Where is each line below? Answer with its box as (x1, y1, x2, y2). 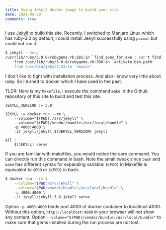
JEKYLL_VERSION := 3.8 (5, 103, 52, 108)
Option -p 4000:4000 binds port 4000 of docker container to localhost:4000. (5, 204, 162, 210)
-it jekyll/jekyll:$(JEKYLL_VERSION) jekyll (14, 129, 108, 134)
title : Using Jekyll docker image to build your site (5, 7, 119, 12)
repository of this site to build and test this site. (5, 93, 101, 99)
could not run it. (5, 41, 38, 47)
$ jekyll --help (5, 50, 39, 55)
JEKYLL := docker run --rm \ (5, 111, 66, 117)
